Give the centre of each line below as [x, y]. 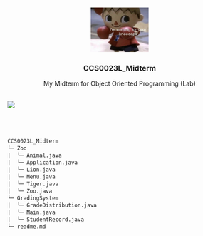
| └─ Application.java [43, 163]
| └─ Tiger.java [33, 184]
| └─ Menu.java [31, 177]
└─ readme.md [27, 227]
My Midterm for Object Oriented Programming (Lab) [120, 83]
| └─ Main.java [31, 212]
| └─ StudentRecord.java [46, 220]
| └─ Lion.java [31, 170]
